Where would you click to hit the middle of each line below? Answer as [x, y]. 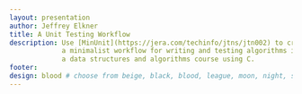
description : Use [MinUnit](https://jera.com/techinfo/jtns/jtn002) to [146, 43]
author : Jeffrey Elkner [54, 26]
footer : [24, 68]
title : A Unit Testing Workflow [70, 34]
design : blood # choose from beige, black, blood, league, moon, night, [148, 76]
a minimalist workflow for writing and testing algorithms [174, 51]
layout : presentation [50, 17]
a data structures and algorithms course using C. [158, 59]
